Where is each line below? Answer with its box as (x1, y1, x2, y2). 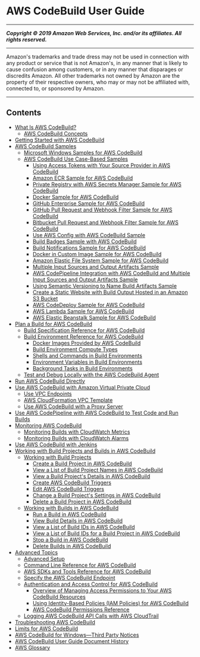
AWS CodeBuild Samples (14, 142, 77, 150)
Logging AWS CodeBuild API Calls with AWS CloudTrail (23, 612, 159, 619)
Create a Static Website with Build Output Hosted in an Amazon (32, 288, 188, 296)
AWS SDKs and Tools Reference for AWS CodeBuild (23, 567, 151, 575)
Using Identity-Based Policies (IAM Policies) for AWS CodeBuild (32, 599, 189, 607)
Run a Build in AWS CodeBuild (32, 511, 107, 518)
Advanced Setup (23, 555, 65, 562)
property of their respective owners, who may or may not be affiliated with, (6, 78, 190, 85)
